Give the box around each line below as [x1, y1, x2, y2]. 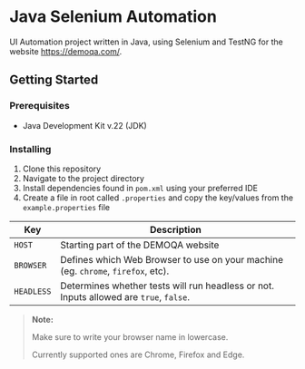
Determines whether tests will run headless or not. [60, 279, 275, 292]
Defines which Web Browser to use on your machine [60, 253, 284, 266]
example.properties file [22, 201, 111, 212]
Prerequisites [9, 100, 70, 112]
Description [149, 223, 202, 236]
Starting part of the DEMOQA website [60, 238, 220, 251]
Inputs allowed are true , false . [60, 290, 191, 303]
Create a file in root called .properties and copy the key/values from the [22, 192, 293, 203]
